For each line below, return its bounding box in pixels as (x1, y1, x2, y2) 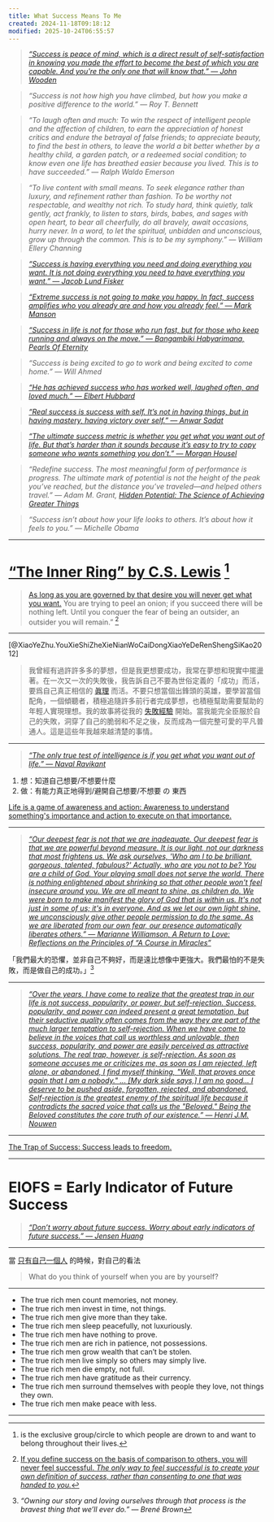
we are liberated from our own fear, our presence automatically (28, 920, 242, 931)
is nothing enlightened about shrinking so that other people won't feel (28, 877, 263, 887)
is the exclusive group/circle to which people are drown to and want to (20, 1429, 256, 1439)
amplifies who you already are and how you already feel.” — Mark (28, 301, 252, 311)
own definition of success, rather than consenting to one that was (20, 1471, 242, 1481)
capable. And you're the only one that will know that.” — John (28, 67, 237, 76)
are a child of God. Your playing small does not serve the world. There (28, 869, 264, 879)
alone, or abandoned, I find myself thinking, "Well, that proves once (28, 1067, 256, 1076)
